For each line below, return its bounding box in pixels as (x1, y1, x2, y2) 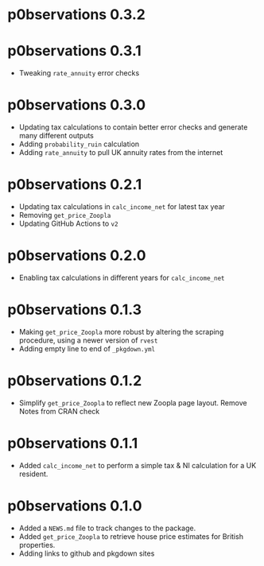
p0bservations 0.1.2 (7, 372, 142, 390)
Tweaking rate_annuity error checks (18, 68, 140, 78)
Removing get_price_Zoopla (18, 211, 111, 219)
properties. (18, 540, 56, 549)
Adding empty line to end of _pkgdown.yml (18, 343, 156, 353)
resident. (18, 469, 49, 479)
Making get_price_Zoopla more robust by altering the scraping (18, 327, 224, 336)
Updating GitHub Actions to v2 (18, 219, 118, 228)
